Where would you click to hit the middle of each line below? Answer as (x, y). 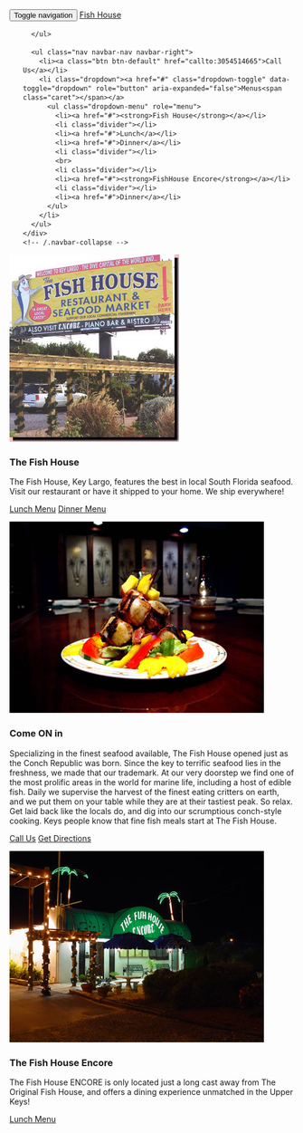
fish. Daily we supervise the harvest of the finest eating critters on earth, (145, 792)
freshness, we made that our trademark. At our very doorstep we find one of (152, 773)
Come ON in (36, 734)
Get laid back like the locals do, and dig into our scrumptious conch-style (146, 811)
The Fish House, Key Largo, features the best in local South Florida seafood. (151, 482)
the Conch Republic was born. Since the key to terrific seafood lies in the (145, 763)
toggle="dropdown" (57, 89)
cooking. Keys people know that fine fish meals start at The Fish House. (143, 821)
